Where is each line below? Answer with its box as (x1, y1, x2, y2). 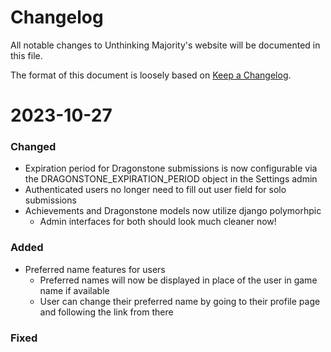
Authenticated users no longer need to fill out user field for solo (24, 184, 287, 196)
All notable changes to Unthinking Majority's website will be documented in (10, 39, 321, 51)
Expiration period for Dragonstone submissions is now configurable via (24, 162, 318, 175)
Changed (10, 140, 57, 154)
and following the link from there (39, 306, 174, 318)
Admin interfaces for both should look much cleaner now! (39, 216, 277, 228)
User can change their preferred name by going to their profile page (39, 295, 321, 307)
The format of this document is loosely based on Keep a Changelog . (10, 69, 292, 81)
